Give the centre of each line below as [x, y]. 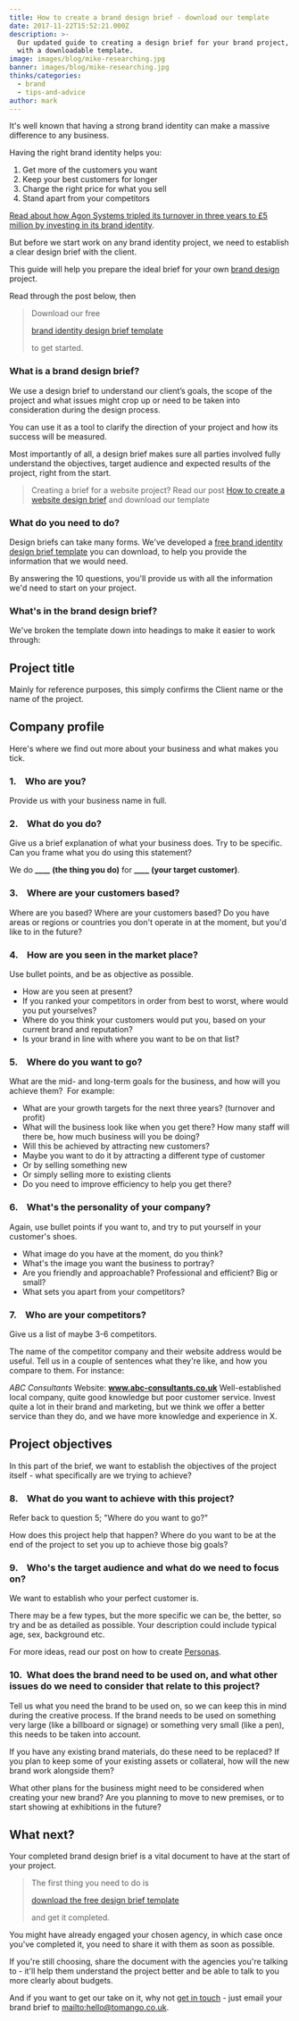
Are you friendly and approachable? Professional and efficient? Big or [150, 1273]
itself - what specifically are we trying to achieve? [100, 1475]
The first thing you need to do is [90, 1883]
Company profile [57, 727]
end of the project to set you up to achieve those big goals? [119, 1545]
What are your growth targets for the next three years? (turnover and [148, 1108]
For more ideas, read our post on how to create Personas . [115, 1652]
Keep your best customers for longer [90, 180]
